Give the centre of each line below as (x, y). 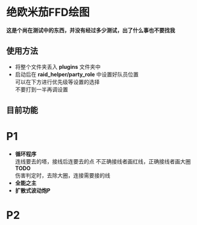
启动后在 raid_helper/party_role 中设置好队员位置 (77, 74)
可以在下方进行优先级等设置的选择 (57, 81)
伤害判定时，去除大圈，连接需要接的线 (62, 176)
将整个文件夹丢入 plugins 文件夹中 (58, 66)
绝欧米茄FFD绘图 (48, 12)
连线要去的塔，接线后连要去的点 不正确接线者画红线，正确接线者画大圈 (103, 162)
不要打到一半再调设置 (41, 89)
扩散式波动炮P (33, 191)
